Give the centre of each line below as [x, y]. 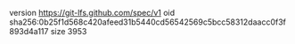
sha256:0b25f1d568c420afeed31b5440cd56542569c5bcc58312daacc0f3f [148, 22]
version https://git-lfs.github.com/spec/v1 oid [92, 13]
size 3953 [69, 31]
